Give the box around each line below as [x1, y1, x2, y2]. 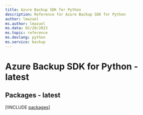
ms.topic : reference [5, 30, 48, 35]
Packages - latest [5, 91, 61, 100]
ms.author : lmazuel [5, 21, 46, 26]
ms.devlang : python [5, 35, 46, 40]
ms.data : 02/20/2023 [5, 26, 48, 31]
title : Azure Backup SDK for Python [5, 7, 81, 12]
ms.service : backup [5, 40, 46, 45]
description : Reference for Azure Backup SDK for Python [5, 12, 126, 17]
